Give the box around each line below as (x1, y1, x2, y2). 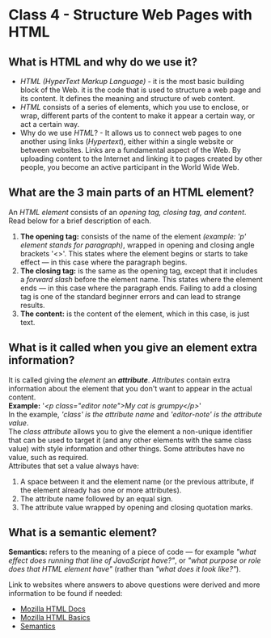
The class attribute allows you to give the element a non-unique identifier (8, 426, 253, 436)
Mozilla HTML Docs (19, 604, 87, 614)
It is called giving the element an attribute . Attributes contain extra (8, 374, 231, 385)
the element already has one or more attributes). (19, 485, 182, 495)
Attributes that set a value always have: (8, 461, 139, 471)
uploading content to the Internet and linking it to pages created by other (19, 154, 263, 163)
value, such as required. (8, 452, 89, 462)
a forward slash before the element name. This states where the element (19, 274, 263, 284)
